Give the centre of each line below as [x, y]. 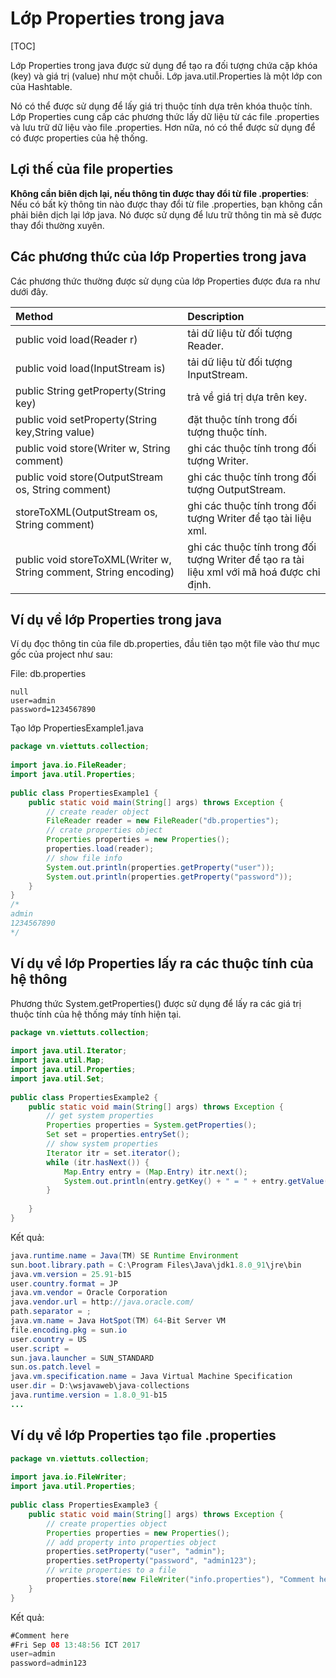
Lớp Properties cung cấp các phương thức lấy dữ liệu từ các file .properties [165, 116]
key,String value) [55, 432]
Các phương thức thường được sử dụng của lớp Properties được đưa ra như [165, 281]
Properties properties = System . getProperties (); [151, 1125]
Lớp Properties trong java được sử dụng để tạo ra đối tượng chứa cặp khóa [164, 65]
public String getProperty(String [91, 390]
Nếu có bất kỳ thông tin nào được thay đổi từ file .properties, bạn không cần [166, 204]
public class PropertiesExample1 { [84, 793]
